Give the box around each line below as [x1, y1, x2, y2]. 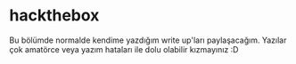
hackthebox [9, 5, 100, 26]
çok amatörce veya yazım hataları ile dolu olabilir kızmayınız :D [9, 44, 239, 54]
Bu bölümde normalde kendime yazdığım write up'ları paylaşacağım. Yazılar [9, 35, 287, 45]
